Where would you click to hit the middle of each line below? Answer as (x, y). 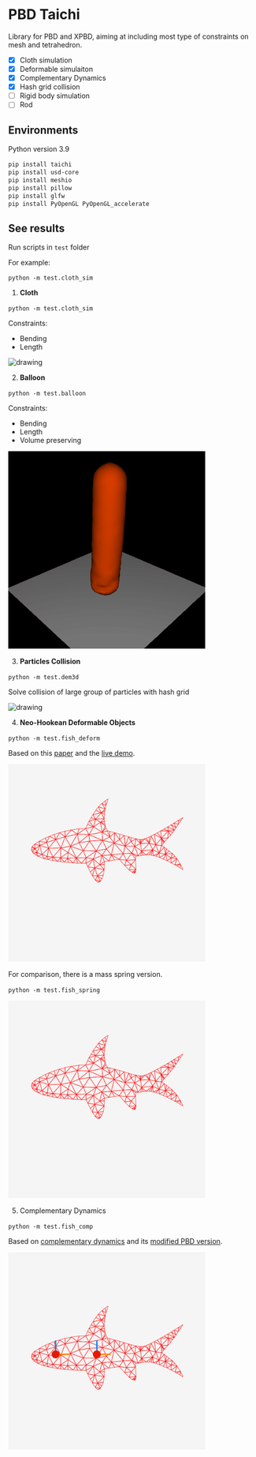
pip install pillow (40, 188)
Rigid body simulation (55, 96)
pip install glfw (37, 196)
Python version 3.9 (39, 149)
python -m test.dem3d (44, 677)
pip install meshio (40, 180)
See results (37, 228)
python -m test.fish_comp (50, 1226)
